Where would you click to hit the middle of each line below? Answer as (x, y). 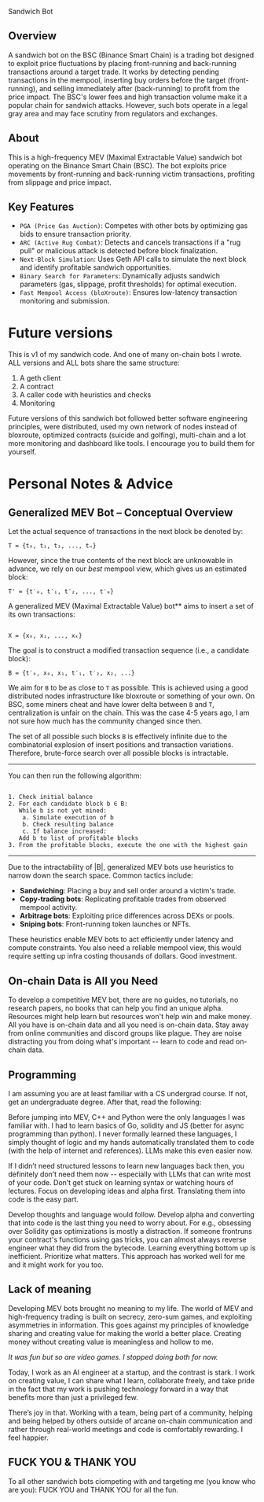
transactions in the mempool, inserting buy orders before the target (117, 80)
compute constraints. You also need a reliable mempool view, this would (125, 948)
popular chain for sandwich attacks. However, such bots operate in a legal (128, 105)
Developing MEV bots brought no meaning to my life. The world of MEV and (131, 1308)
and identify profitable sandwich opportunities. (95, 267)
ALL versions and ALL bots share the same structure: (94, 363)
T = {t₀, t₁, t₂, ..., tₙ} (52, 546)
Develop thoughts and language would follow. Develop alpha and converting (132, 1215)
